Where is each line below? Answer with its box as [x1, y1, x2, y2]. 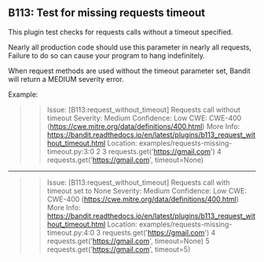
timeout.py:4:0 [46, 227, 95, 237]
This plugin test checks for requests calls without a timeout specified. [8, 27, 233, 36]
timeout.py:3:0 [46, 146, 94, 156]
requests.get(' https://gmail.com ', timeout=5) [46, 244, 191, 254]
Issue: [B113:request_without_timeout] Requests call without [46, 105, 241, 114]
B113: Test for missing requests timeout [8, 6, 206, 20]
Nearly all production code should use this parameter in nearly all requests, [8, 42, 251, 52]
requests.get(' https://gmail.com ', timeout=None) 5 [46, 236, 210, 245]
